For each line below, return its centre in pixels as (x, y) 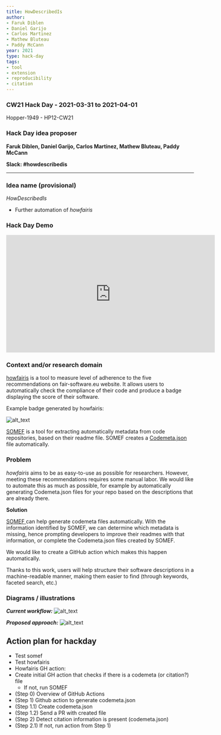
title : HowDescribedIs (34, 12)
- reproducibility (29, 78)
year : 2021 (20, 51)
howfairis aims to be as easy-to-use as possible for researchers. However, (98, 473)
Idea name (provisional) (41, 185)
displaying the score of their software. (53, 397)
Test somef (29, 656)
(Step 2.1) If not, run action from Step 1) (63, 725)
